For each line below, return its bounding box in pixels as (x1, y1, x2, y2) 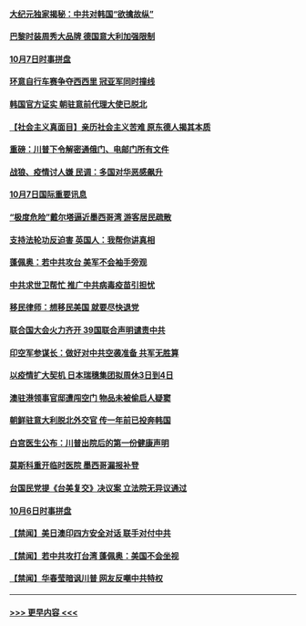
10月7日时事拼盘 (9, 53, 71, 64)
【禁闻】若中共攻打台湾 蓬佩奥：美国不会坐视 (9, 550, 179, 561)
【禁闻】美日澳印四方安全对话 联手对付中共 (9, 527, 171, 538)
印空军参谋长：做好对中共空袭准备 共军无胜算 (9, 347, 179, 358)
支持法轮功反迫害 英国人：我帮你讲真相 (9, 234, 156, 245)
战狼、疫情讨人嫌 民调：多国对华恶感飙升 (9, 166, 164, 177)
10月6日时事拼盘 (9, 505, 72, 516)
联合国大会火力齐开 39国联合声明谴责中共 (9, 324, 166, 335)
